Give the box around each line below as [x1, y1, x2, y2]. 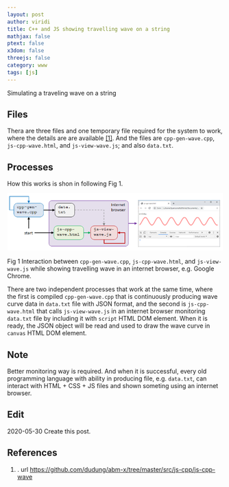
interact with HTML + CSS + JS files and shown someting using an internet [7, 382, 219, 390]
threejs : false [7, 55, 51, 62]
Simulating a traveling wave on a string [7, 89, 117, 97]
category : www [7, 62, 48, 69]
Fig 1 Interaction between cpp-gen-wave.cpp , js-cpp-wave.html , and [7, 258, 196, 266]
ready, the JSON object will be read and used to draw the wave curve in [7, 321, 210, 330]
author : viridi [7, 18, 51, 25]
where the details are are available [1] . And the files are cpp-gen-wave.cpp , [7, 134, 215, 142]
